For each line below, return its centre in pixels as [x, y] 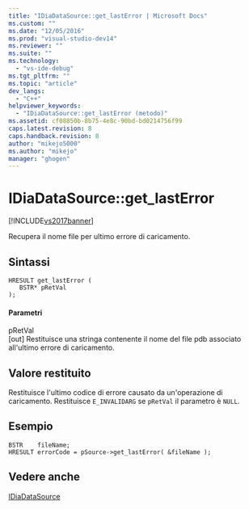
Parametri [25, 313]
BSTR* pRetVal [43, 288]
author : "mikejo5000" [45, 143]
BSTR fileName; [39, 445]
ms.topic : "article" [43, 83]
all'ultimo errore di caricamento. [61, 347]
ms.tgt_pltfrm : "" [39, 76]
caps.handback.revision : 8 [54, 136]
